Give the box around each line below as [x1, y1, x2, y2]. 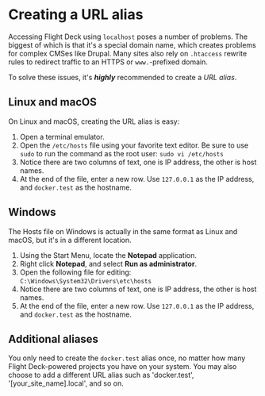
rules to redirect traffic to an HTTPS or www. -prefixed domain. [8, 57, 208, 67]
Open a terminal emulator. [19, 132, 105, 141]
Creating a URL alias [8, 6, 144, 24]
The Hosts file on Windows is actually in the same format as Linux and [8, 226, 238, 236]
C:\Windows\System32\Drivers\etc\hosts [19, 277, 152, 285]
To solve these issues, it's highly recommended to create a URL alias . [8, 72, 237, 82]
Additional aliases [8, 332, 99, 346]
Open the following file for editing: [19, 267, 132, 277]
